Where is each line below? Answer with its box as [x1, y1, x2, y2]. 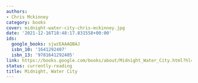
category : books [6, 19, 46, 25]
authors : [6, 8, 28, 15]
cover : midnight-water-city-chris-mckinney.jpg [6, 25, 126, 31]
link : [6, 57, 19, 63]
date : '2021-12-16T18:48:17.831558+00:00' [6, 30, 112, 36]
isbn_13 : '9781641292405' [11, 52, 75, 58]
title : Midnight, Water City [6, 68, 78, 74]
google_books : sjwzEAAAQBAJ [11, 41, 81, 47]
